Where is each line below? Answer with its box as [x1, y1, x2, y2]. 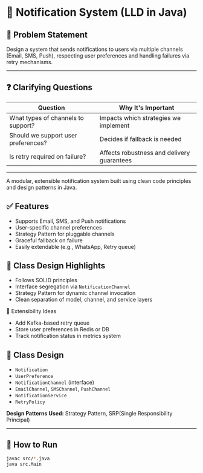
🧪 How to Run [6, 439, 58, 450]
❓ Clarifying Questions [6, 82, 92, 93]
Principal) [6, 416, 30, 423]
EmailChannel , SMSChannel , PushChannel [14, 385, 111, 392]
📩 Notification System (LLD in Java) [6, 5, 187, 19]
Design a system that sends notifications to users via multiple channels [6, 45, 183, 53]
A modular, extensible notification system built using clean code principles [6, 177, 192, 184]
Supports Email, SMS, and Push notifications [14, 217, 126, 225]
